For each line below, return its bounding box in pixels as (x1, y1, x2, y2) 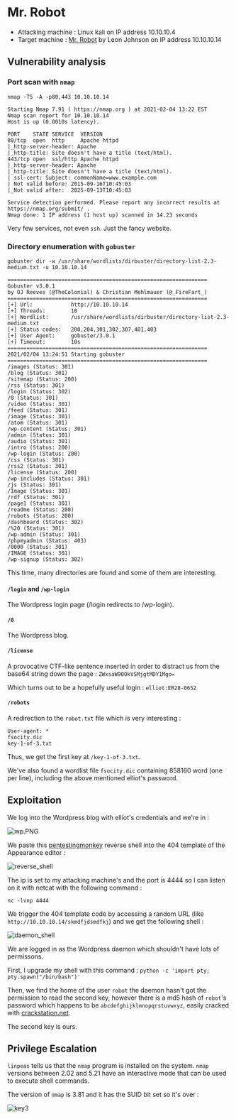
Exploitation (7, 795, 62, 807)
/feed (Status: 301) (7, 406, 69, 414)
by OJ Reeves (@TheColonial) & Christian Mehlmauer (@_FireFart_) (7, 288, 208, 295)
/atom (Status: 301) (7, 419, 69, 426)
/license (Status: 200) (7, 469, 78, 476)
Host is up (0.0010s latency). (7, 118, 100, 125)
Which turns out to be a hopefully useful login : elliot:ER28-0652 (7, 683, 197, 692)
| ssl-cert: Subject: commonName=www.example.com (7, 174, 157, 181)
